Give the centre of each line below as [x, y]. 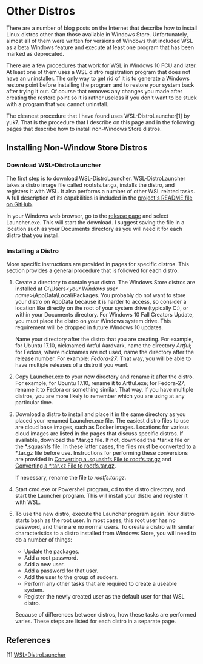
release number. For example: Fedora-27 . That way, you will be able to [103, 358]
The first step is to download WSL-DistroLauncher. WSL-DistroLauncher [96, 178]
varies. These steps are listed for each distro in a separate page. [95, 621]
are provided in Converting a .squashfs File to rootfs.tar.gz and [93, 459]
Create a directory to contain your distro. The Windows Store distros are [105, 282]
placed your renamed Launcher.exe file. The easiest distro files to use [102, 420]
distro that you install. [33, 235]
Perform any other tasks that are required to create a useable [100, 583]
